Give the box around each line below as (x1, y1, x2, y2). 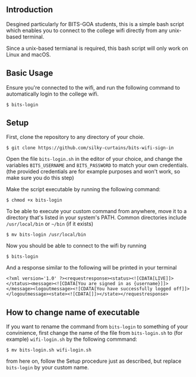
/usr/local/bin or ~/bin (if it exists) (6, 220, 94, 227)
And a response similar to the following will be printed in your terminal (6, 264, 177, 271)
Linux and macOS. (6, 50, 51, 58)
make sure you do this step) (6, 175, 74, 182)
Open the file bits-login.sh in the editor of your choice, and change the (6, 156, 183, 163)
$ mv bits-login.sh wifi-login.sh (6, 347, 92, 353)
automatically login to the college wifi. (6, 90, 99, 97)
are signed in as (88, 281, 132, 287)
